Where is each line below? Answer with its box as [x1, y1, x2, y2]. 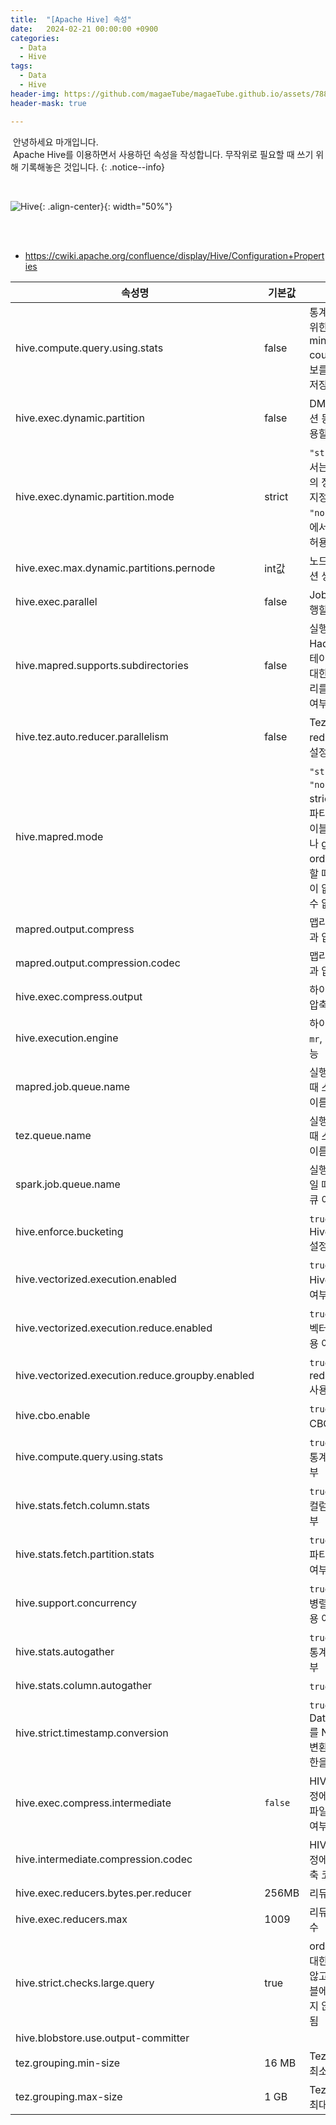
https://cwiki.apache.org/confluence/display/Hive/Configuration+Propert [24, 249, 325, 261]
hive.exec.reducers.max [15, 1912, 128, 1926]
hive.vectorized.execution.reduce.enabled [15, 1321, 213, 1335]
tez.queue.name [15, 1128, 92, 1142]
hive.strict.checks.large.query [15, 1976, 155, 1990]
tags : [10, 61, 33, 71]
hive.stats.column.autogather [15, 1678, 152, 1692]
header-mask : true [10, 98, 87, 108]
